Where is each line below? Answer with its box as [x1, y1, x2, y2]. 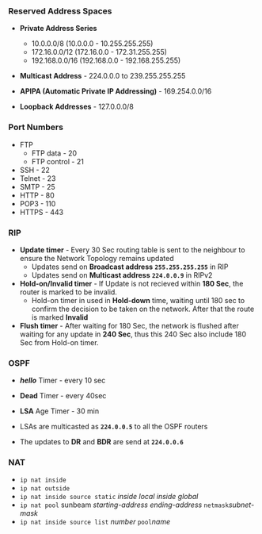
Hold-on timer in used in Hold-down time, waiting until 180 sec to [31, 295, 245, 305]
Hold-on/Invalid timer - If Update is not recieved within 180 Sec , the [19, 279, 244, 288]
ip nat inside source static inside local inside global [19, 492, 199, 501]
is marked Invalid [31, 312, 89, 322]
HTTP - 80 [19, 190, 55, 200]
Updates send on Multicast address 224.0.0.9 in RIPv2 [31, 270, 213, 279]
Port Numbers [8, 121, 63, 133]
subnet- [228, 500, 255, 509]
